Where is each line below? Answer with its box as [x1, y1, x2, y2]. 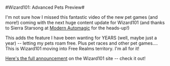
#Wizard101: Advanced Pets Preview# [5, 5, 85, 10]
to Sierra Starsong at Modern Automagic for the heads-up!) [5, 25, 130, 31]
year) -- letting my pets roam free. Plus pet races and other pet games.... [5, 40, 158, 46]
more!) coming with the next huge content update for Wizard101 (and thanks [5, 20, 165, 25]
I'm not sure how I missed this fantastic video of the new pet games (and [5, 14, 158, 20]
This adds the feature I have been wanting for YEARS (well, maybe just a [5, 35, 157, 41]
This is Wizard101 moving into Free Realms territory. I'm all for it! [5, 46, 139, 51]
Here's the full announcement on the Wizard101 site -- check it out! [5, 55, 146, 61]
